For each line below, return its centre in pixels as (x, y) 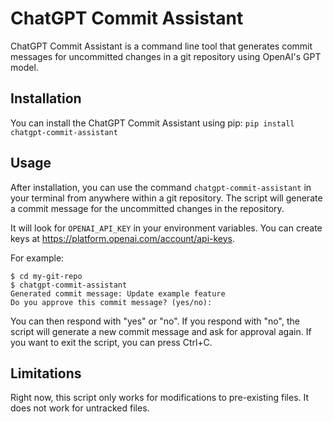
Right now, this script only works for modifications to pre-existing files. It (160, 398)
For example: (37, 258)
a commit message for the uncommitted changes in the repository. (147, 208)
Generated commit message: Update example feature (118, 293)
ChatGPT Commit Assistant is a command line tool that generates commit (161, 46)
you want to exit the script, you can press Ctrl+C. (111, 342)
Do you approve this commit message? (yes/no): (111, 302)
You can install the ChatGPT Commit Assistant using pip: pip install (152, 123)
